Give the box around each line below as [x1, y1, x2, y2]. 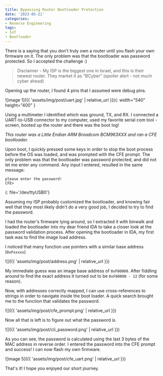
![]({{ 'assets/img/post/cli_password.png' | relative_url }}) [5, 326, 120, 332]
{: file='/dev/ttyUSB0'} [5, 189, 50, 195]
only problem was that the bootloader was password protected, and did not [5, 156, 157, 162]
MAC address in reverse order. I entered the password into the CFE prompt [5, 341, 156, 347]
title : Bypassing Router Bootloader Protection [5, 7, 104, 12]
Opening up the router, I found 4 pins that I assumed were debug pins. [5, 88, 146, 93]
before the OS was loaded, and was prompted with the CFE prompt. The [5, 151, 150, 157]
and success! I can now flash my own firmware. [5, 346, 101, 352]
